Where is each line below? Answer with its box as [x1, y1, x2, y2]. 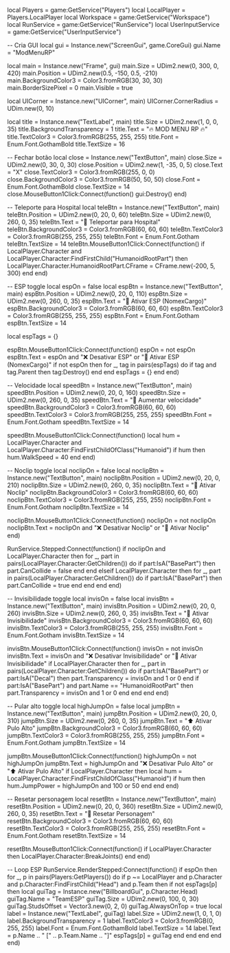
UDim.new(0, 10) [7, 105, 55, 112]
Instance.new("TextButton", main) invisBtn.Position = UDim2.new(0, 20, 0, [7, 602, 216, 610]
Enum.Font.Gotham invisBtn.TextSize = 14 [7, 631, 125, 639]
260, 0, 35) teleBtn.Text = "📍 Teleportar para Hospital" [7, 218, 161, 226]
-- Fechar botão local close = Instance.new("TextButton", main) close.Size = [7, 153, 223, 161]
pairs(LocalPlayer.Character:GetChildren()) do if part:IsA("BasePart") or [7, 667, 209, 675]
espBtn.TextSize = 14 [7, 319, 67, 327]
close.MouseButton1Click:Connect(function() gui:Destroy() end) [7, 190, 187, 198]
